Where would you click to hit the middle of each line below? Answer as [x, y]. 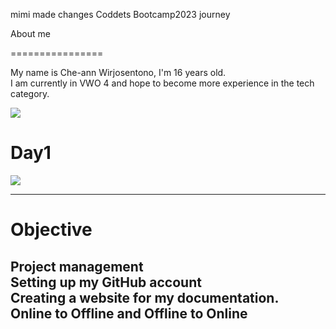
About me [30, 33]
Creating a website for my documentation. [145, 297]
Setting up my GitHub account [106, 282]
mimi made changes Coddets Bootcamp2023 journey [120, 14]
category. [30, 93]
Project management [77, 266]
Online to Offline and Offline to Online [129, 313]
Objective [51, 230]
